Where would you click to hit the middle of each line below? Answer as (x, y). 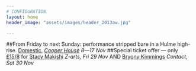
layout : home (22, 17)
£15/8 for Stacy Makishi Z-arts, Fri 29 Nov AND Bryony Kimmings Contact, (97, 57)
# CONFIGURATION (26, 11)
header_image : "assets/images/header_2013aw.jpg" (69, 22)
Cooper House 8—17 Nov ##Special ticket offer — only (111, 50)
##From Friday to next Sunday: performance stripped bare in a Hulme (91, 44)
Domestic (30, 50)
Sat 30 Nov (20, 63)
